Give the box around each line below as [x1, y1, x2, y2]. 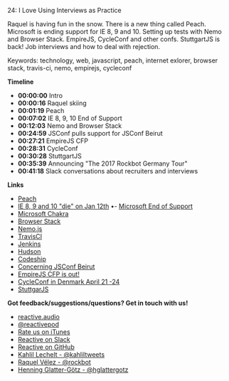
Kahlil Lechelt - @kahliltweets [17, 350, 105, 358]
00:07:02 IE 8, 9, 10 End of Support [17, 114, 122, 122]
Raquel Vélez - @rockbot [17, 358, 91, 366]
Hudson [17, 247, 41, 255]
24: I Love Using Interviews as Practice [7, 6, 122, 14]
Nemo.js [17, 225, 43, 233]
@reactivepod [17, 320, 59, 328]
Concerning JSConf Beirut [17, 262, 95, 271]
